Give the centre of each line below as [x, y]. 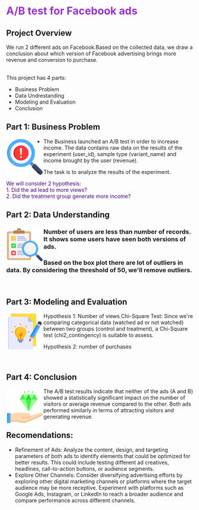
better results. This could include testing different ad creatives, [92, 462]
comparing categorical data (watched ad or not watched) [114, 322]
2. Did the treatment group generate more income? [69, 196]
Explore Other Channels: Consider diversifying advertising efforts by [99, 475]
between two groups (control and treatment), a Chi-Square [116, 329]
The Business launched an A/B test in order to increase [111, 141]
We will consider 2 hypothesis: [44, 184]
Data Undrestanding [39, 96]
